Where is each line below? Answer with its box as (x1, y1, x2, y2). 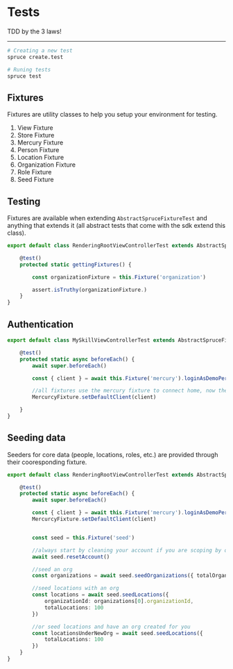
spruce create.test (7, 53, 64, 60)
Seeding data (7, 432, 66, 444)
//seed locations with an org (32, 585, 119, 592)
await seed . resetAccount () (32, 553, 110, 560)
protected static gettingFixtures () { (19, 261, 132, 268)
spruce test (7, 72, 42, 80)
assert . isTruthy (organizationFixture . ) (32, 286, 148, 293)
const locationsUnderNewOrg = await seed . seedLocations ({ (32, 629, 203, 636)
